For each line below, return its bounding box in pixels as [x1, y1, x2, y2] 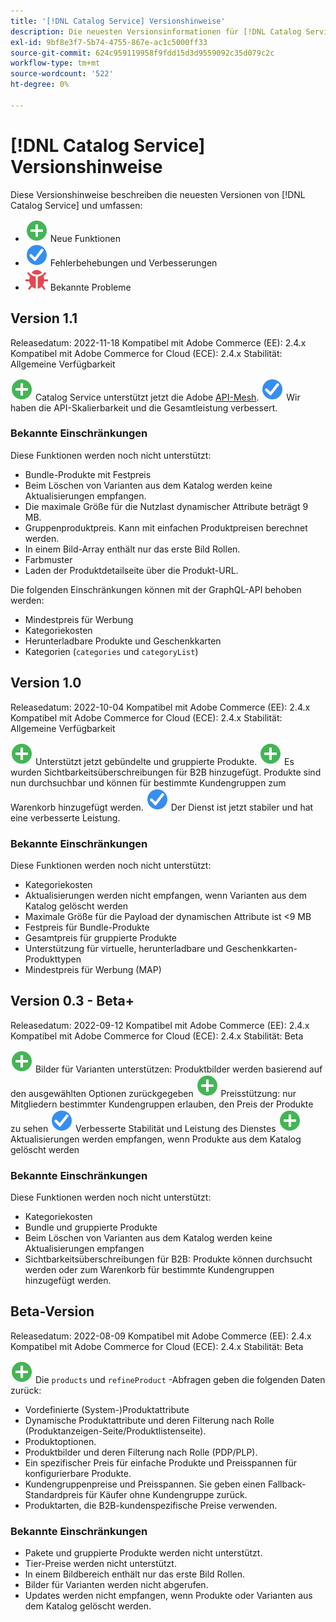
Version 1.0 [10, 675, 82, 692]
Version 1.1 [10, 310, 78, 327]
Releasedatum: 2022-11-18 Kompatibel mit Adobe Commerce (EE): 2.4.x [10, 336, 307, 349]
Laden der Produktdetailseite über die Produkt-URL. [24, 564, 239, 576]
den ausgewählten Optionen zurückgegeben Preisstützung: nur [10, 1087, 297, 1099]
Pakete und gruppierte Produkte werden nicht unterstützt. [24, 1547, 263, 1559]
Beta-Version [10, 1303, 95, 1320]
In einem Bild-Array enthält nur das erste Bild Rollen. [24, 543, 241, 555]
